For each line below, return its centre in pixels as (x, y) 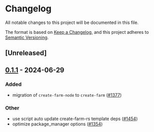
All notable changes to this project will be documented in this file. (72, 22)
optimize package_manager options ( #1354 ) (57, 124)
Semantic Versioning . (27, 37)
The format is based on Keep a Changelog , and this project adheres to (77, 32)
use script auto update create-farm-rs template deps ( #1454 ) (75, 119)
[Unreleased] (26, 53)
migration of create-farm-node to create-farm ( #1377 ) (67, 95)
